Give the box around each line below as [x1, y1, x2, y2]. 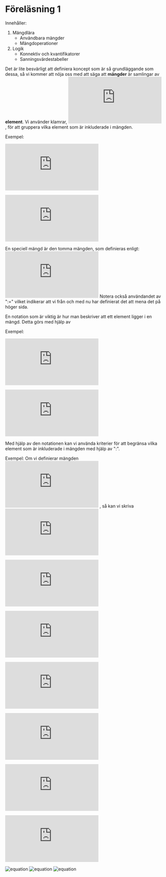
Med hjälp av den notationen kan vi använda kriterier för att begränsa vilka [5, 440, 158, 446]
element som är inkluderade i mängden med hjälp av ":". [5, 445, 120, 452]
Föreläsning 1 [5, 3, 61, 15]
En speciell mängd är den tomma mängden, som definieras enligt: [5, 245, 140, 251]
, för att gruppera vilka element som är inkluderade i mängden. [5, 124, 133, 130]
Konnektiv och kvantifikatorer [19, 51, 81, 57]
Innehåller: [5, 20, 27, 26]
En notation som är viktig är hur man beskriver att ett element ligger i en [5, 313, 152, 320]
